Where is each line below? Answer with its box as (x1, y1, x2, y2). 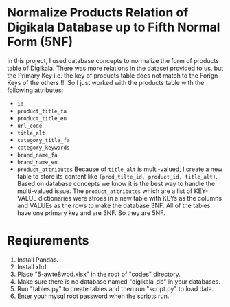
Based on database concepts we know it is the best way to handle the (16, 179, 215, 187)
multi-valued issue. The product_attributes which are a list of (16, 187, 193, 195)
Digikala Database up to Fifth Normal (7, 19, 220, 35)
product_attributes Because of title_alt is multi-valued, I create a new (16, 165, 223, 173)
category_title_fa (16, 137, 70, 144)
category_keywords (16, 144, 70, 151)
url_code (16, 122, 43, 129)
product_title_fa (16, 108, 67, 115)
